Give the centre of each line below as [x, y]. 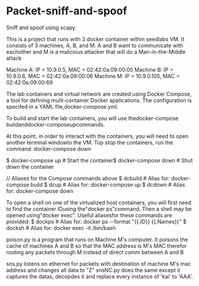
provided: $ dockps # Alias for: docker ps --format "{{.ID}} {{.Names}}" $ [97, 222]
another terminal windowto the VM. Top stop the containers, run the [90, 142]
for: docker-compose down [40, 191]
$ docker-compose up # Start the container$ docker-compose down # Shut [99, 160]
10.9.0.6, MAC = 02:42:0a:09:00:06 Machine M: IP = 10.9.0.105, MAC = [93, 76]
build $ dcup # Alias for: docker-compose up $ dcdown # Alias [108, 184]
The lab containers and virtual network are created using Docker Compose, [99, 94]
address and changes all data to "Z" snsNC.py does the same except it [93, 270]
